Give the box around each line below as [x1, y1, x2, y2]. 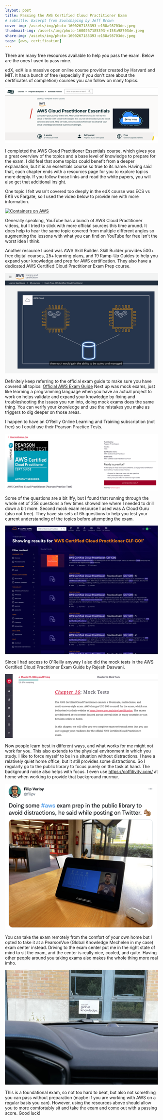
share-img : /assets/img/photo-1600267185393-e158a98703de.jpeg [5, 34, 136, 38]
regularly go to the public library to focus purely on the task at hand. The [5, 763, 150, 769]
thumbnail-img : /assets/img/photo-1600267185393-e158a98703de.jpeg [5, 28, 145, 34]
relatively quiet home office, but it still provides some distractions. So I [5, 758, 146, 764]
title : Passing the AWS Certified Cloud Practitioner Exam [5, 13, 127, 18]
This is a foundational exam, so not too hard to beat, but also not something [5, 1089, 156, 1096]
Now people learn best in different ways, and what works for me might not [5, 743, 154, 749]
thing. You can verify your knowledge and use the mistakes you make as [5, 404, 150, 410]
